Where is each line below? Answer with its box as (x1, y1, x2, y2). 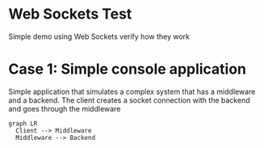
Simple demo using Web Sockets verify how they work (8, 32, 190, 41)
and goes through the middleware (8, 104, 121, 113)
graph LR (8, 119, 38, 128)
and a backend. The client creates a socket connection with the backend (8, 95, 250, 105)
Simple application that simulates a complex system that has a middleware (8, 87, 256, 96)
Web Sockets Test (8, 5, 132, 23)
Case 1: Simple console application (8, 60, 247, 78)
